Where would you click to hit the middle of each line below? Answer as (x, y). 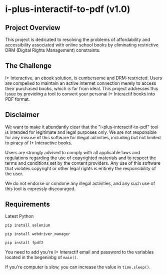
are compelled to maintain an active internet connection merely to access (81, 83)
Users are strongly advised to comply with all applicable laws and (72, 152)
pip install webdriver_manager (38, 234)
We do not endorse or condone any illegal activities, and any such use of (80, 183)
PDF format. (17, 99)
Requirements (27, 204)
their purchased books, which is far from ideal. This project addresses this (82, 88)
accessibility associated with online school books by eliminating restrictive (82, 45)
